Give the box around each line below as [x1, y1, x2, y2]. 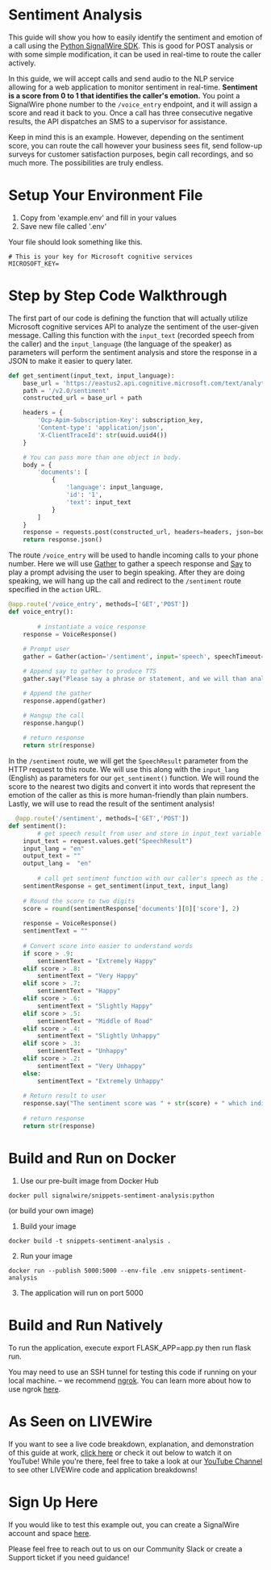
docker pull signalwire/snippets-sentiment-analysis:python [8, 1192, 215, 1200]
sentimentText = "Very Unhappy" [37, 1062, 147, 1070]
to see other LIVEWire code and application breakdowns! [8, 1464, 198, 1474]
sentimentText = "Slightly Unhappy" [37, 1032, 161, 1040]
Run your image [19, 1251, 73, 1260]
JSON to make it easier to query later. [8, 356, 133, 365]
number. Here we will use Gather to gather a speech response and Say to [8, 559, 252, 569]
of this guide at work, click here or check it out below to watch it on [8, 1447, 232, 1457]
